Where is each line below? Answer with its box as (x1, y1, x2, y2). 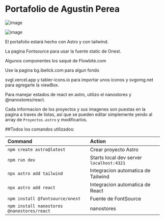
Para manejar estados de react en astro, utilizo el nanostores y (5, 91, 132, 97)
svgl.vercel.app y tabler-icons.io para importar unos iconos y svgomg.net (5, 77, 154, 82)
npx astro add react (7, 185, 55, 190)
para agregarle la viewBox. (5, 82, 59, 88)
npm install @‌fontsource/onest (7, 195, 81, 201)
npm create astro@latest (7, 146, 66, 152)
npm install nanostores (7, 203, 63, 209)
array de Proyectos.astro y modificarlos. (5, 116, 87, 122)
